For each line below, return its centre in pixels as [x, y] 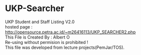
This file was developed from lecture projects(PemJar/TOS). [65, 47]
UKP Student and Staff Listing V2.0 [40, 22]
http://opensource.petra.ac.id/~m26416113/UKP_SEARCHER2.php [70, 32]
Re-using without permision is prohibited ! [47, 42]
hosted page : [19, 27]
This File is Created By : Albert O [37, 37]
